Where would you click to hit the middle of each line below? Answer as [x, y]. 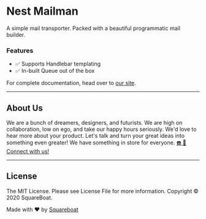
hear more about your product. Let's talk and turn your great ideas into [96, 136]
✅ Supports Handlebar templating [58, 64]
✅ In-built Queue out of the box [55, 71]
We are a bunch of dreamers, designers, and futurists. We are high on [94, 123]
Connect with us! [28, 152]
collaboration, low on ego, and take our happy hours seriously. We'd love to [101, 129]
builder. [16, 34]
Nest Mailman [42, 11]
